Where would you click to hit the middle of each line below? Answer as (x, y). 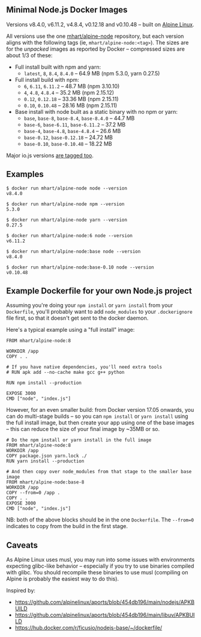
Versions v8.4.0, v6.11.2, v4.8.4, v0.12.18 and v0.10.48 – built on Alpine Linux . (100, 24)
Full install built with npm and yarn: (58, 67)
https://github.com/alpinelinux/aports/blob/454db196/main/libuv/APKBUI (105, 615)
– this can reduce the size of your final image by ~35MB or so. (83, 429)
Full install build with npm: (47, 79)
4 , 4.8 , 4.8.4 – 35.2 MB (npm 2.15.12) (69, 92)
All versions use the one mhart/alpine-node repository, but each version (95, 36)
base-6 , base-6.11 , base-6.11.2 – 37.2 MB (75, 124)
